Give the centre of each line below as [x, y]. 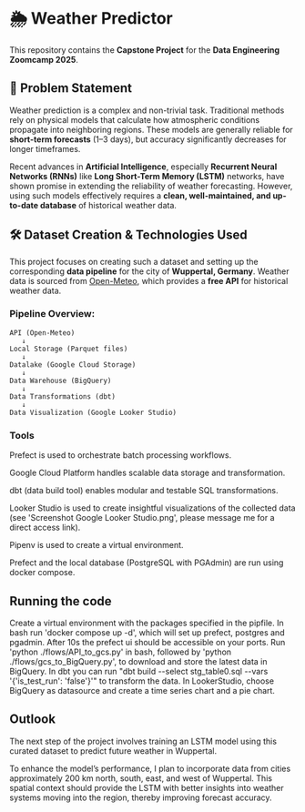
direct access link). [45, 528]
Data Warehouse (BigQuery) [61, 381]
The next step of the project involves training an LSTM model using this [143, 741]
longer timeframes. [45, 148]
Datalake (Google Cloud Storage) [73, 365]
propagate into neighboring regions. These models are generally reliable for [151, 129]
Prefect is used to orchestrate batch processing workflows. [121, 455]
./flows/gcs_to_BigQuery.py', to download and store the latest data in [138, 661]
